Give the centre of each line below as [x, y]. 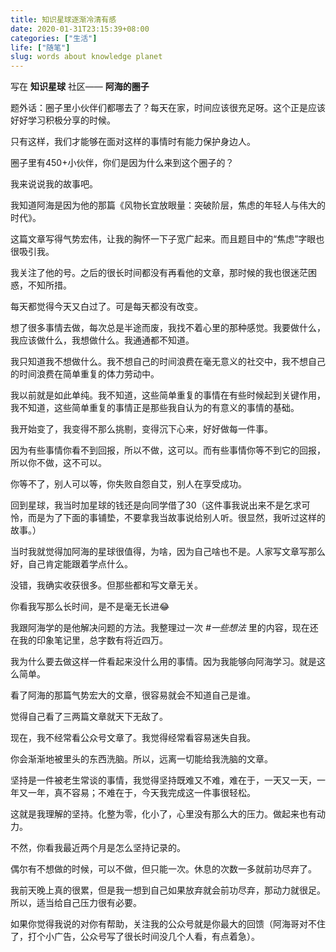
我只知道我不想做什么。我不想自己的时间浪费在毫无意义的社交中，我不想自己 [168, 362]
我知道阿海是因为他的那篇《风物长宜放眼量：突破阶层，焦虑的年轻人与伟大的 [168, 205]
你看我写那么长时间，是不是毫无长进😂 [90, 607]
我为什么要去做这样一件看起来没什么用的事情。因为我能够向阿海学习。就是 [163, 662]
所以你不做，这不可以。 [58, 463]
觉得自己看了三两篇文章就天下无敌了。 [89, 717]
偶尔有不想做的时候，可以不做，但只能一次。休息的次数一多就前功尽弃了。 [163, 869]
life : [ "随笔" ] [40, 47]
